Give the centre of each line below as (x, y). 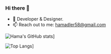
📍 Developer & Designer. (38, 19)
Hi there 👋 (18, 8)
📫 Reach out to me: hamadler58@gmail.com (59, 25)
